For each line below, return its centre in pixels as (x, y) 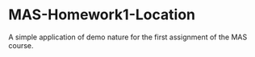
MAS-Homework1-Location (102, 15)
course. (21, 45)
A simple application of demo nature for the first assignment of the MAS (128, 37)
